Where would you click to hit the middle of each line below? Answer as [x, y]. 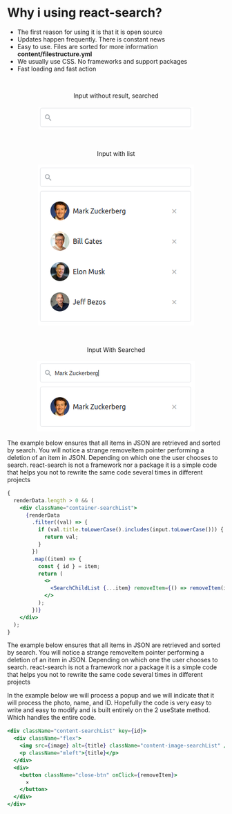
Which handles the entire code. [52, 718]
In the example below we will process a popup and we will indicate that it [111, 696]
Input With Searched [116, 350]
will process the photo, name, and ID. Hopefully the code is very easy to [109, 703]
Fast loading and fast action [57, 69]
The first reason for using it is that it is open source [90, 32]
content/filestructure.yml [55, 54]
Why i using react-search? [85, 13]
